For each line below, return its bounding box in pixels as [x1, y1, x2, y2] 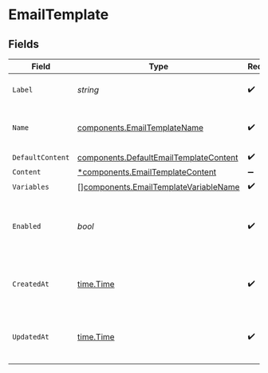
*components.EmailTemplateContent [77, 167, 217, 177]
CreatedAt [12, 280, 49, 289]
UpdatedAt [12, 332, 49, 341]
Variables [12, 182, 49, 191]
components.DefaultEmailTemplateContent [77, 151, 238, 163]
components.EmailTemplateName [77, 122, 204, 133]
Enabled [12, 222, 41, 230]
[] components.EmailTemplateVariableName [77, 181, 240, 192]
